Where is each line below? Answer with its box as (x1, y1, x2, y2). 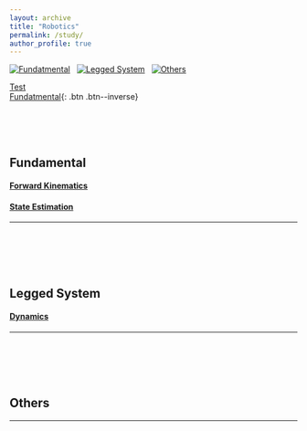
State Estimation (9, 201, 74, 212)
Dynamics (9, 311, 49, 322)
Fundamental (9, 154, 87, 170)
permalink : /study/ (9, 30, 84, 39)
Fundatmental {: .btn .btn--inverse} (9, 91, 139, 102)
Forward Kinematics (9, 180, 89, 192)
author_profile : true (9, 38, 92, 48)
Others (9, 395, 50, 411)
